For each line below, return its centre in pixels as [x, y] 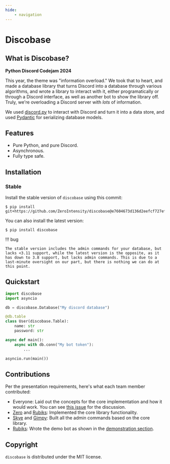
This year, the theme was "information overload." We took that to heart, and [84, 80]
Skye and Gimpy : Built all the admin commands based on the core [81, 418]
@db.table [16, 317]
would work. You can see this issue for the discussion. [69, 407]
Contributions [28, 374]
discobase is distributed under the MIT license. [54, 457]
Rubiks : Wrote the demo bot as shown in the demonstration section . [83, 429]
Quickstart [23, 282]
